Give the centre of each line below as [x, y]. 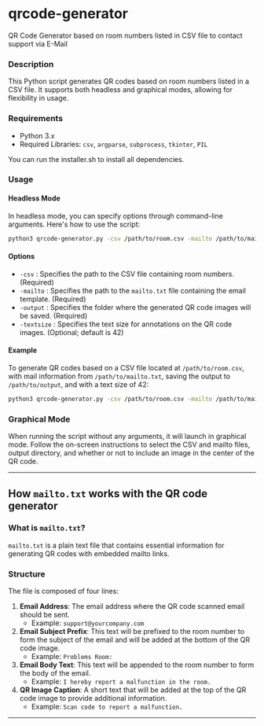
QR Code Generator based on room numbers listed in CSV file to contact [125, 35]
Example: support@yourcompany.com [88, 623]
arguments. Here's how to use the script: [74, 224]
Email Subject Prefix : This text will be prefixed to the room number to [132, 632]
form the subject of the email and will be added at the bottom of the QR [135, 640]
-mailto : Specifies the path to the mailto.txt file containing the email [132, 290]
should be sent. [45, 615]
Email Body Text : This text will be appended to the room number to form [137, 665]
